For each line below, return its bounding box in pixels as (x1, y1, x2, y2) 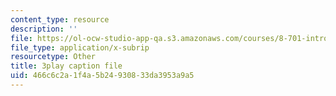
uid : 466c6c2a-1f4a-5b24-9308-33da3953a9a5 (10, 71, 195, 81)
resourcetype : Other (10, 52, 97, 62)
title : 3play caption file (10, 61, 123, 71)
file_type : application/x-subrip (10, 42, 150, 53)
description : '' (10, 24, 78, 34)
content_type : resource (10, 14, 110, 25)
